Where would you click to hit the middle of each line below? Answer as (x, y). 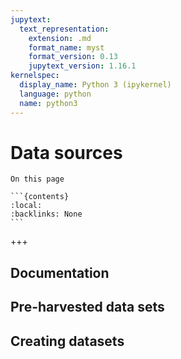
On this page (37, 179)
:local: (26, 206)
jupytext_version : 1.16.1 (82, 66)
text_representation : (64, 29)
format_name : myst (66, 47)
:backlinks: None (46, 214)
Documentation (60, 272)
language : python (55, 94)
